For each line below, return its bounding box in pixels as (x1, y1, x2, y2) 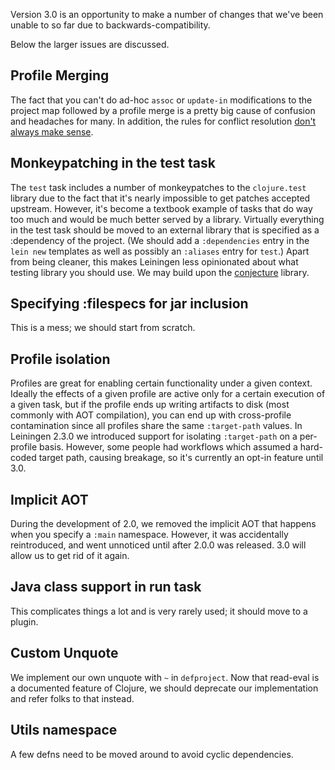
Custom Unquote (10, 645, 119, 662)
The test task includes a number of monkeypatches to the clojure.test (10, 181, 307, 193)
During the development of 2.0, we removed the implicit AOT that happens (10, 518, 317, 530)
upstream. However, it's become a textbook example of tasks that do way (10, 202, 313, 214)
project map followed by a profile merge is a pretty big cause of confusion (10, 104, 316, 116)
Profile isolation (10, 350, 111, 368)
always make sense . (10, 125, 94, 138)
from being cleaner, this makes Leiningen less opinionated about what (10, 255, 299, 268)
